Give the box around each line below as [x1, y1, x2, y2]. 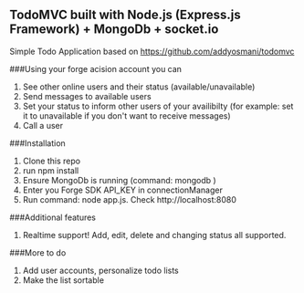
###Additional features [9, 212, 96, 223]
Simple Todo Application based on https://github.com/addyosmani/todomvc [9, 46, 295, 57]
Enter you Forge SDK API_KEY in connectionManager [22, 184, 224, 195]
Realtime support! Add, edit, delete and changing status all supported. [22, 229, 287, 240]
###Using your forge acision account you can [9, 63, 183, 74]
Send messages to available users [22, 90, 152, 101]
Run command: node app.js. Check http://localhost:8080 [22, 194, 237, 204]
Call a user [22, 120, 64, 131]
